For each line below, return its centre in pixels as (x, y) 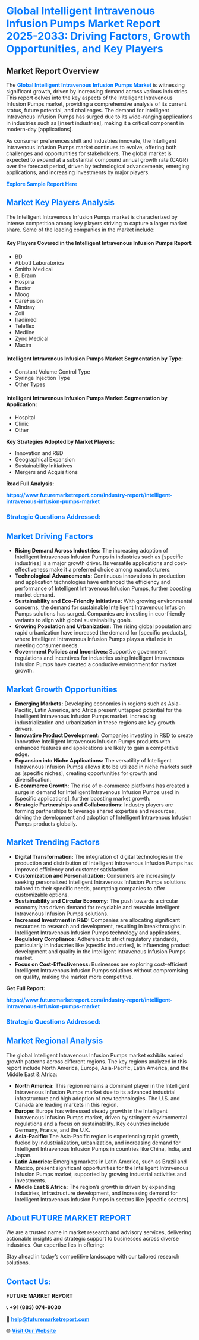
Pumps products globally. (46, 823)
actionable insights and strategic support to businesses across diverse (93, 1239)
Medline (25, 332)
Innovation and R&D (39, 453)
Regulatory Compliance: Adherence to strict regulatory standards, (97, 939)
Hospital (25, 418)
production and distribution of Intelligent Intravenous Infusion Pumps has (104, 863)
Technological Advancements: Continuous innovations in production (100, 576)
